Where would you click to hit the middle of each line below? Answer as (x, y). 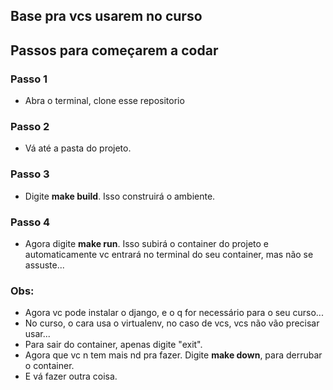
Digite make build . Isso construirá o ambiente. (120, 196)
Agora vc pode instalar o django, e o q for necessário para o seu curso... (174, 313)
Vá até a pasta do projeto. (78, 148)
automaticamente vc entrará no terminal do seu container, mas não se (169, 254)
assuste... (44, 265)
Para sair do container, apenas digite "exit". (113, 345)
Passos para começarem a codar (114, 50)
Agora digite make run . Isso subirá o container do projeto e (146, 243)
